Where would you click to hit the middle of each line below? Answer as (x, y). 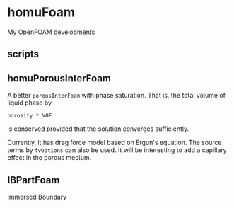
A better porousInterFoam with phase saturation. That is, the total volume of (117, 96)
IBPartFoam (34, 180)
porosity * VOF (30, 116)
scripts (23, 54)
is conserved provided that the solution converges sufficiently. (98, 129)
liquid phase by (29, 103)
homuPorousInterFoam (59, 78)
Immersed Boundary (37, 197)
